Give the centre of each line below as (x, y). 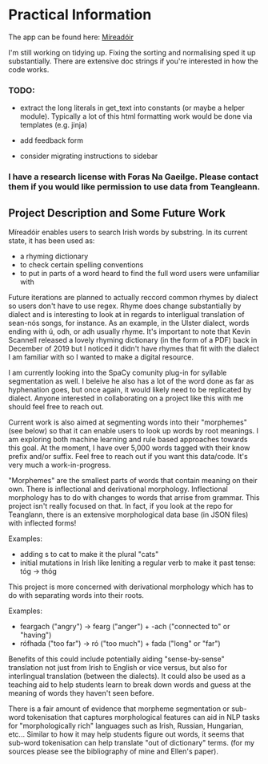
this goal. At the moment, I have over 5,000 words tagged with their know (129, 448)
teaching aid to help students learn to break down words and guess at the (130, 685)
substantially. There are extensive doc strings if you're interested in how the (133, 61)
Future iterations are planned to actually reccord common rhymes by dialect (133, 297)
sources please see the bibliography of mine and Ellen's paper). (113, 751)
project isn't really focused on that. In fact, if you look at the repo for (121, 506)
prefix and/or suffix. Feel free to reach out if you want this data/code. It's (128, 456)
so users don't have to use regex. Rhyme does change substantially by (125, 306)
